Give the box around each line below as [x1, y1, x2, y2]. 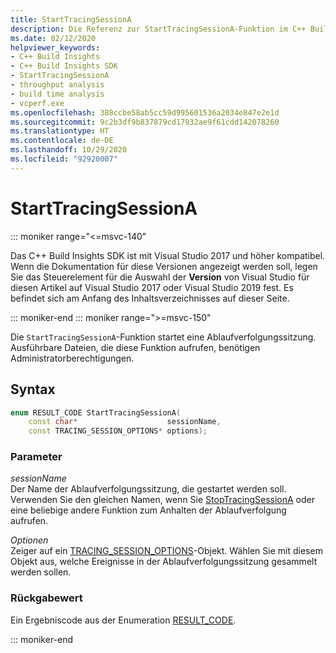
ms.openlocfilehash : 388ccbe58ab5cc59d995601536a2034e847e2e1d [10, 107, 280, 118]
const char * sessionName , [28, 417, 222, 427]
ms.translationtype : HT [10, 126, 110, 136]
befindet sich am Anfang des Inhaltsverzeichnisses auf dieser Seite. [10, 292, 290, 304]
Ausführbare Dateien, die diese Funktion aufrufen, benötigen [10, 341, 261, 353]
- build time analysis [10, 89, 105, 99]
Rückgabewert [10, 591, 83, 605]
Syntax [10, 381, 56, 398]
